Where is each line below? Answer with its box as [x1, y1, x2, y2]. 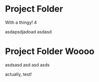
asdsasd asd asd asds [5, 62, 50, 67]
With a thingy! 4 [5, 19, 37, 25]
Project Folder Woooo [5, 46, 95, 57]
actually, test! [5, 71, 32, 77]
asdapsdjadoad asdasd [5, 29, 52, 34]
